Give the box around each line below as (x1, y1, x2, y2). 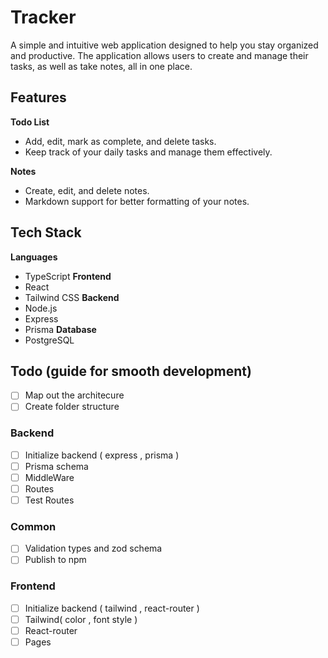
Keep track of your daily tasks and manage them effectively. (24, 146, 273, 158)
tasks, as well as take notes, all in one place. (10, 60, 193, 72)
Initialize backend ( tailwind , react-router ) (24, 602, 200, 614)
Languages (10, 251, 58, 263)
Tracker (10, 6, 77, 29)
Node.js (24, 302, 58, 314)
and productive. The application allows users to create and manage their (10, 49, 309, 61)
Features (10, 89, 67, 106)
